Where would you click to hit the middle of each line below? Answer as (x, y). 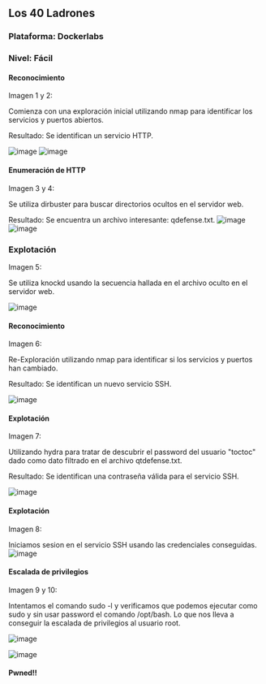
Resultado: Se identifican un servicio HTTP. (81, 136)
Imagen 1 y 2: (30, 96)
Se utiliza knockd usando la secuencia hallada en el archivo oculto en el (128, 283)
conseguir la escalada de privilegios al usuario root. (94, 623)
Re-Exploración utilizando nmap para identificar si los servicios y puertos (131, 360)
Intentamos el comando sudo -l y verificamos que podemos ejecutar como (133, 605)
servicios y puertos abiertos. (56, 120)
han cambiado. (33, 368)
